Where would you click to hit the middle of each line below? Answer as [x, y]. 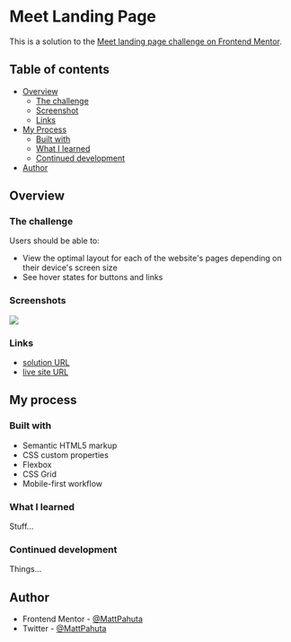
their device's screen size [70, 268]
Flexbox [37, 464]
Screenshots [38, 301]
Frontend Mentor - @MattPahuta [83, 619]
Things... [26, 569]
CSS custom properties [66, 454]
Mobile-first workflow [62, 483]
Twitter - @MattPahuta [64, 629]
